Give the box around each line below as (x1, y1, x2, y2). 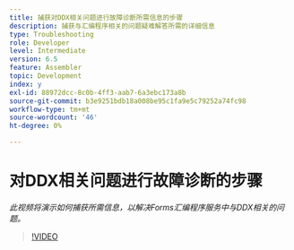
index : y (9, 80, 42, 89)
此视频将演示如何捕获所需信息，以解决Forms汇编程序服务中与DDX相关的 (9, 202, 277, 212)
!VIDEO (30, 230, 58, 242)
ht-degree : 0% (9, 122, 63, 131)
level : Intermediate (9, 47, 87, 56)
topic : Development (9, 72, 82, 81)
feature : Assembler (9, 64, 82, 73)
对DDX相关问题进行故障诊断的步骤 (9, 171, 263, 191)
